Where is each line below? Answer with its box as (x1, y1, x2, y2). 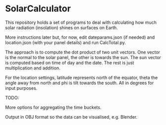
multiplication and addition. (5, 65, 60, 71)
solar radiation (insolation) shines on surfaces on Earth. (5, 24, 118, 30)
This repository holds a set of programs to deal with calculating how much (5, 19, 157, 25)
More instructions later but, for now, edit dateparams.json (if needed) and (5, 34, 155, 40)
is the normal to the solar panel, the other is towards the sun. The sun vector (5, 54, 161, 60)
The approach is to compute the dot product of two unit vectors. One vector (5, 49, 160, 55)
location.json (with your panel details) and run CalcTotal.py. (5, 39, 126, 45)
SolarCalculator (5, 3, 71, 14)
